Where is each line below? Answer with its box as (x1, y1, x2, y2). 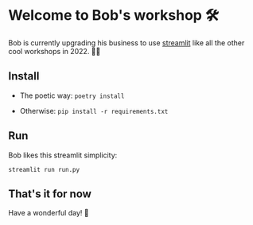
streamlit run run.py (8, 165, 80, 173)
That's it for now (8, 187, 91, 200)
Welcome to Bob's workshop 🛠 (8, 6, 220, 25)
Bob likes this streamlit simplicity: (8, 150, 118, 160)
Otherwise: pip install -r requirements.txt (19, 106, 169, 115)
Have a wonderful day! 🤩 (8, 208, 89, 218)
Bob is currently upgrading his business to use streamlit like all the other (8, 37, 245, 48)
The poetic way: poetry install (19, 91, 125, 100)
